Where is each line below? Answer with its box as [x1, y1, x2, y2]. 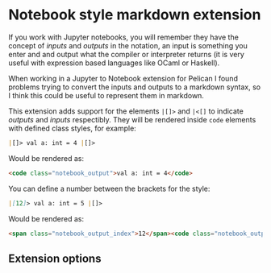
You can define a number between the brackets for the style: [8, 184, 211, 193]
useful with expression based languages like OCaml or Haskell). [8, 58, 220, 68]
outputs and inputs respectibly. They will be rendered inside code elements [8, 114, 256, 124]
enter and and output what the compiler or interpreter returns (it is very [8, 49, 244, 59]
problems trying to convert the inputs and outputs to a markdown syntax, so [8, 82, 261, 92]
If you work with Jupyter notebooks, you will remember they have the [8, 32, 240, 42]
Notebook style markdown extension [8, 6, 261, 24]
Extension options [8, 251, 102, 265]
